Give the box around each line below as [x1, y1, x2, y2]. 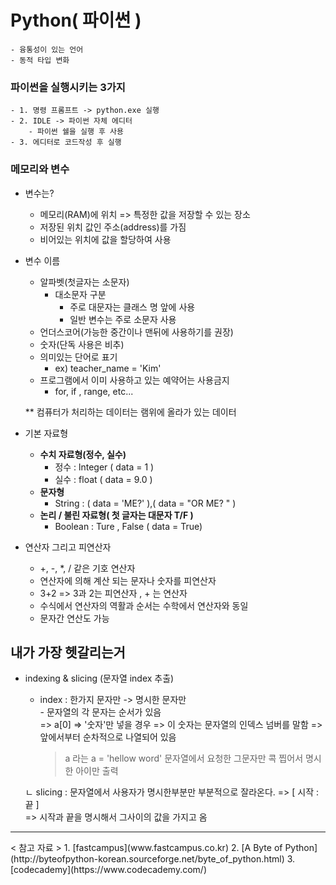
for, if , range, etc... [54, 385, 134, 397]
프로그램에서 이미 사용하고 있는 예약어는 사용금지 [39, 374, 230, 386]
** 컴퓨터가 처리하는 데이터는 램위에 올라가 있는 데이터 [24, 406, 237, 418]
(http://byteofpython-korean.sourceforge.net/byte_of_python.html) [10, 853, 285, 865]
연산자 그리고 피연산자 [24, 541, 112, 553]
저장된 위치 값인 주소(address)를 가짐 [39, 221, 187, 233]
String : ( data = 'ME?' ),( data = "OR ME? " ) [54, 497, 237, 509]
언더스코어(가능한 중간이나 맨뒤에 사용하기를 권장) [39, 326, 234, 338]
